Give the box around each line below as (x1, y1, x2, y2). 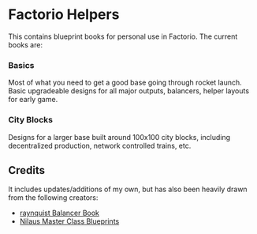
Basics (8, 59, 35, 70)
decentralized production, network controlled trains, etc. (8, 141, 192, 150)
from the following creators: (8, 193, 99, 202)
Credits (8, 164, 46, 177)
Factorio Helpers (8, 6, 120, 24)
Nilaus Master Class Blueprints (19, 217, 120, 226)
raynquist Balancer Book (19, 208, 100, 218)
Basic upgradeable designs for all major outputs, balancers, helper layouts (8, 86, 250, 96)
